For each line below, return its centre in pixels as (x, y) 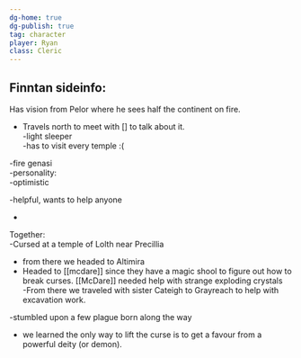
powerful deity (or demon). (72, 344)
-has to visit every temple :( (73, 146)
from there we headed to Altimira (84, 261)
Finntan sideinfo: (58, 88)
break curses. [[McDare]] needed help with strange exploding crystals (152, 281)
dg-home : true (36, 18)
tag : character (38, 34)
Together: (27, 234)
